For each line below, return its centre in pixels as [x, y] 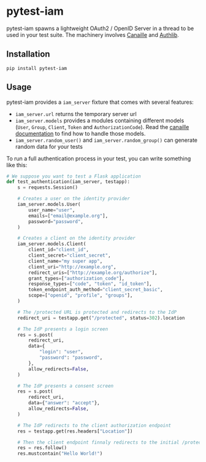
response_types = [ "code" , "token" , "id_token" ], [90, 284]
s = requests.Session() [48, 188]
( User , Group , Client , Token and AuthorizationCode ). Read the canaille [102, 127]
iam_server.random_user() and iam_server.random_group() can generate [106, 140]
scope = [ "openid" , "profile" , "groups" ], [81, 296]
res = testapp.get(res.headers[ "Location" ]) [75, 431]
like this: [17, 165]
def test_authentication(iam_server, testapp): [68, 182]
